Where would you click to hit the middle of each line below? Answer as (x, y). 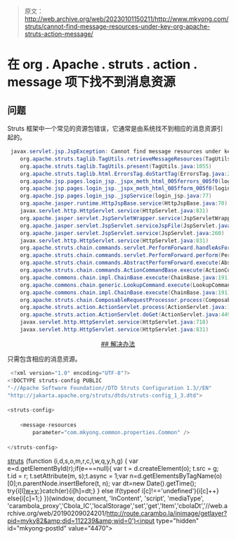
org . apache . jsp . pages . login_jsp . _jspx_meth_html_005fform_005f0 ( (118, 189)
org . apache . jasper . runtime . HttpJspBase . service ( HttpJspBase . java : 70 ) (124, 203)
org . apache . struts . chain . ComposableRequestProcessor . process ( (113, 300)
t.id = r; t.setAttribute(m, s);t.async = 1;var (68, 476)
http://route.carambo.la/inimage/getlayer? (167, 513)
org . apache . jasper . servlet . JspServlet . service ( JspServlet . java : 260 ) (122, 233)
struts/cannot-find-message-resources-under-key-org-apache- (117, 26)
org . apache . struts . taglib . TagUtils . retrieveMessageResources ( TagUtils (125, 159)
